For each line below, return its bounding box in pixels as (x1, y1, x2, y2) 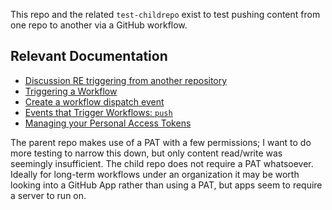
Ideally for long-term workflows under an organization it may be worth (10, 168, 300, 180)
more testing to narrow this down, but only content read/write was (10, 147, 283, 159)
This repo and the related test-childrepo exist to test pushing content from (10, 9, 321, 20)
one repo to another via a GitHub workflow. (10, 19, 188, 31)
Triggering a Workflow (24, 85, 118, 97)
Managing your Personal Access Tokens (24, 117, 192, 129)
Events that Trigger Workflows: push (24, 106, 173, 118)
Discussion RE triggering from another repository (24, 74, 228, 86)
